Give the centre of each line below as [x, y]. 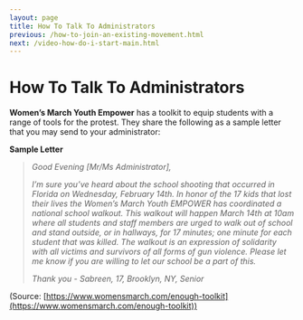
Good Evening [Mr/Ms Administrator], [101, 167]
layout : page [34, 18]
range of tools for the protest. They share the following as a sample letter [146, 122]
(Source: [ [28, 296]
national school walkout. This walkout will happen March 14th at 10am [163, 213]
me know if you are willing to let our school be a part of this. [143, 261]
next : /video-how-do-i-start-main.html [85, 43]
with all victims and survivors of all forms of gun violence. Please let [159, 252]
